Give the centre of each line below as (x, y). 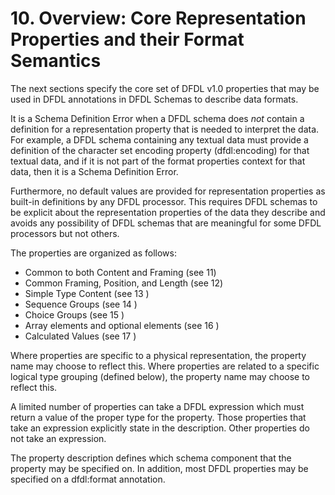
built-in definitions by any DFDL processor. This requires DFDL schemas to (164, 201)
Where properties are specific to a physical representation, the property (158, 355)
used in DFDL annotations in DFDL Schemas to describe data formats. (154, 99)
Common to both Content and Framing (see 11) (120, 272)
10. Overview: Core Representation (158, 18)
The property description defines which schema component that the (151, 458)
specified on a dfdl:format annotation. (88, 479)
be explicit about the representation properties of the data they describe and (168, 212)
